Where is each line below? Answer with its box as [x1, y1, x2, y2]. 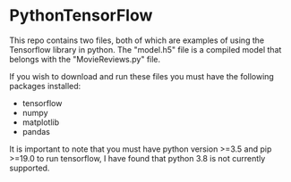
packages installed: [9, 80, 81, 91]
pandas [21, 126, 51, 136]
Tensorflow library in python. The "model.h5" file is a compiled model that [9, 44, 282, 54]
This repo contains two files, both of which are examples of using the [9, 35, 265, 45]
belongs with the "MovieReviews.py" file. [9, 54, 161, 64]
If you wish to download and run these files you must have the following [9, 70, 275, 81]
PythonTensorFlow [9, 5, 153, 26]
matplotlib [21, 117, 60, 128]
